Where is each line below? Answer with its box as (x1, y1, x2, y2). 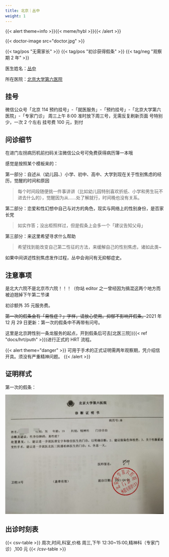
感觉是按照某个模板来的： (5, 161, 58, 167)
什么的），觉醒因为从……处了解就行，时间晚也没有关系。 (26, 195, 142, 201)
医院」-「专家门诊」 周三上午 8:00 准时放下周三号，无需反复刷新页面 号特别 (5, 113, 163, 119)
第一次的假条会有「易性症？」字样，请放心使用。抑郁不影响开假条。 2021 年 (5, 313, 162, 319)
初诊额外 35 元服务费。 (5, 302, 53, 308)
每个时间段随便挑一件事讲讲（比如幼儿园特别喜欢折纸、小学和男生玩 (17, 189, 159, 195)
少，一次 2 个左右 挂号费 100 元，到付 (5, 119, 83, 125)
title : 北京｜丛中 (5, 8, 40, 13)
